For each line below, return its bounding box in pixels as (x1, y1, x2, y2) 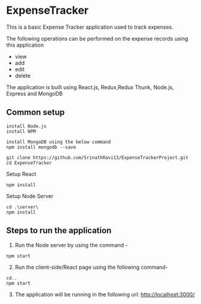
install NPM (6, 128, 36, 135)
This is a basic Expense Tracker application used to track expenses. (6, 23, 173, 31)
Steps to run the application (6, 226, 112, 236)
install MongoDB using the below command (6, 139, 111, 145)
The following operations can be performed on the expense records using (6, 35, 188, 42)
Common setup (6, 107, 65, 117)
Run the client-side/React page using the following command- (14, 263, 169, 270)
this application (6, 41, 44, 48)
